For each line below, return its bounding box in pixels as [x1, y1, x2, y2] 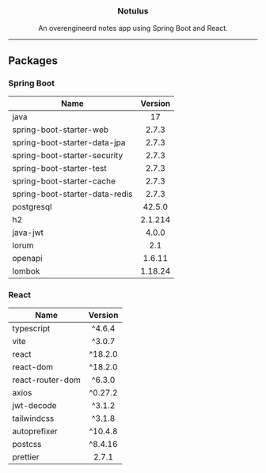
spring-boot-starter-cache [12, 176, 116, 187]
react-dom [12, 361, 54, 373]
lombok [12, 265, 40, 276]
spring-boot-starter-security [12, 149, 123, 161]
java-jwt [12, 227, 44, 238]
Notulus [117, 6, 149, 17]
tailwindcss [12, 413, 55, 424]
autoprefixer [12, 426, 58, 437]
